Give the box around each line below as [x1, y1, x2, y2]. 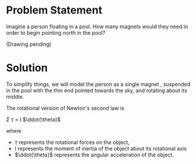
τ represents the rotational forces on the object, [14, 139, 130, 146]
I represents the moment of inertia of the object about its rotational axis [14, 145, 187, 152]
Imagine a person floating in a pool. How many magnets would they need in [6, 23, 188, 30]
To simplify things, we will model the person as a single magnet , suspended [6, 81, 191, 88]
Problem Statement [6, 4, 103, 17]
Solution [6, 61, 48, 75]
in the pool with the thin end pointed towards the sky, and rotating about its [6, 86, 188, 94]
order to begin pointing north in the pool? [6, 29, 106, 36]
